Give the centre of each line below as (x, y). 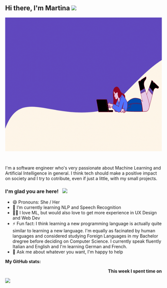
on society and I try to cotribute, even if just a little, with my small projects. (81, 178)
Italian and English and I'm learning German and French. (70, 247)
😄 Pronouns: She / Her (36, 202)
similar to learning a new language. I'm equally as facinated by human (84, 231)
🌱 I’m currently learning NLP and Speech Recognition (67, 207)
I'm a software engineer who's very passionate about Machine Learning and (83, 168)
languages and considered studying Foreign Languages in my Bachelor (85, 236)
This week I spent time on (135, 271)
